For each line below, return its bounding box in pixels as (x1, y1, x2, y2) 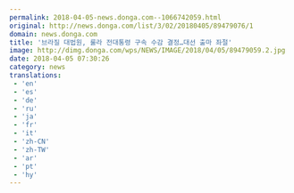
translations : (9, 71, 63, 80)
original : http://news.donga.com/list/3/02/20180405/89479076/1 (9, 21, 254, 30)
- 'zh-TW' (13, 145, 50, 154)
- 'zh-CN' (13, 137, 50, 146)
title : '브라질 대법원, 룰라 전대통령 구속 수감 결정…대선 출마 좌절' (9, 37, 232, 47)
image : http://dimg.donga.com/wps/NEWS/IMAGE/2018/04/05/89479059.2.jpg (9, 46, 286, 55)
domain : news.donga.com (9, 29, 98, 38)
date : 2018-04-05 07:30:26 (9, 54, 110, 63)
